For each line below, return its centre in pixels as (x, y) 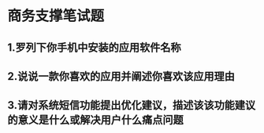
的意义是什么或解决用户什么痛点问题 (95, 120)
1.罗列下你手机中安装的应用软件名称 (95, 47)
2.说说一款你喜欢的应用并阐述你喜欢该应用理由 (121, 76)
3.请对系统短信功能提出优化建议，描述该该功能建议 (132, 105)
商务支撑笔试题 (56, 16)
